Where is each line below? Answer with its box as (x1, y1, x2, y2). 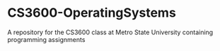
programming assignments (7, 35, 86, 43)
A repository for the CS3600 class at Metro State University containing (7, 28, 214, 36)
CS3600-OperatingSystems (7, 5, 177, 21)
